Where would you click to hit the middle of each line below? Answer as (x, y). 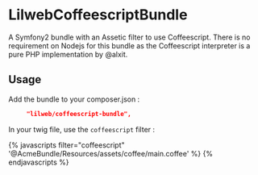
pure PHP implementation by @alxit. (68, 54)
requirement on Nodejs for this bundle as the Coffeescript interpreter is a (129, 45)
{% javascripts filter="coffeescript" (67, 145)
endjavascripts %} (39, 162)
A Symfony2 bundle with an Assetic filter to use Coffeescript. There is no (129, 37)
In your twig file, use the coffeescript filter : (82, 129)
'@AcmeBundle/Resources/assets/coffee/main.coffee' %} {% (111, 153)
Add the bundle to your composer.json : (74, 99)
